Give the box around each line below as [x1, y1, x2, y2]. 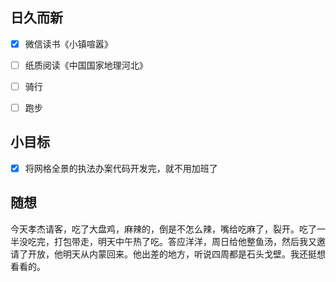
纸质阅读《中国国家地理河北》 [24, 59, 148, 71]
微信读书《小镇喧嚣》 [24, 38, 113, 50]
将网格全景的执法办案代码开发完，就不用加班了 [24, 162, 218, 174]
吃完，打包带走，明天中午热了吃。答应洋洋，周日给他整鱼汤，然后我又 [27, 235, 317, 247]
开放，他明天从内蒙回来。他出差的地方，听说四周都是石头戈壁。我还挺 [27, 248, 317, 260]
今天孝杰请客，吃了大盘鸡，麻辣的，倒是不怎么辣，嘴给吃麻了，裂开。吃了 [10, 223, 317, 235]
